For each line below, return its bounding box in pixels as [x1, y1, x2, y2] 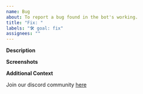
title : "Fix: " [6, 20, 44, 25]
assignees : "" [6, 31, 41, 37]
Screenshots [6, 59, 38, 66]
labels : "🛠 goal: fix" [6, 25, 64, 31]
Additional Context [6, 70, 54, 77]
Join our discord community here [6, 81, 87, 89]
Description [6, 47, 36, 54]
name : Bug [6, 8, 31, 15]
